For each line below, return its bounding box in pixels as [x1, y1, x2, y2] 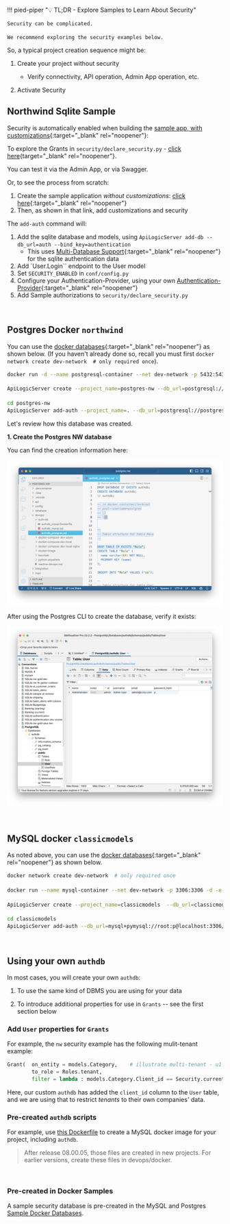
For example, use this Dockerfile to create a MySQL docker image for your [7, 1128, 217, 1136]
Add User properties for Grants [7, 1024, 110, 1033]
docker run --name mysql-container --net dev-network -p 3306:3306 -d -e [7, 887, 222, 894]
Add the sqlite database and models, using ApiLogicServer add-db [16, 232, 204, 241]
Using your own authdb [7, 955, 105, 967]
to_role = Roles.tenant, [31, 1068, 103, 1075]
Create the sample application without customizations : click [16, 191, 186, 199]
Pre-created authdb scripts [7, 1112, 97, 1122]
